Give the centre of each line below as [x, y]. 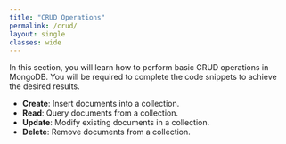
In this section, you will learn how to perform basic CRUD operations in [139, 68]
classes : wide [36, 42]
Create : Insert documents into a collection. [101, 104]
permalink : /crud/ [43, 26]
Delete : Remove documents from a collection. [106, 132]
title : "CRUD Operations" [57, 17]
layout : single [37, 34]
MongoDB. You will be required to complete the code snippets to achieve [143, 77]
